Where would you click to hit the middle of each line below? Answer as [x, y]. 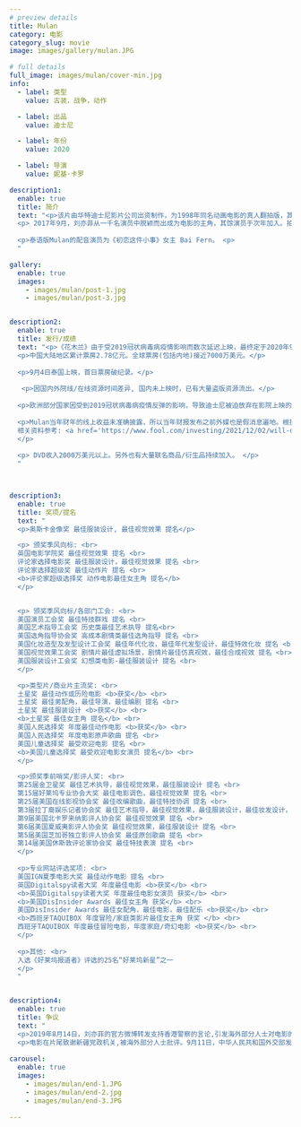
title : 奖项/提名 [47, 512]
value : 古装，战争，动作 [66, 100]
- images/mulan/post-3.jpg [76, 298]
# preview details [43, 17]
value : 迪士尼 [50, 125]
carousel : [28, 1059]
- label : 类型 [42, 92]
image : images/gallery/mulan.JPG [72, 51]
